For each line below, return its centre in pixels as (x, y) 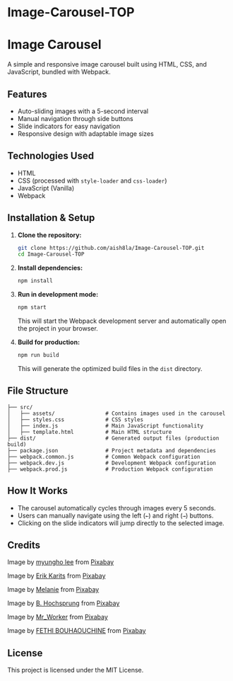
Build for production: (48, 342)
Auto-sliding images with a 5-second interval (83, 111)
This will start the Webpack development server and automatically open (122, 321)
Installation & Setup (51, 218)
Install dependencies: (50, 268)
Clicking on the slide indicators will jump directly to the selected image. (121, 523)
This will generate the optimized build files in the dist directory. (110, 368)
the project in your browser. (58, 328)
